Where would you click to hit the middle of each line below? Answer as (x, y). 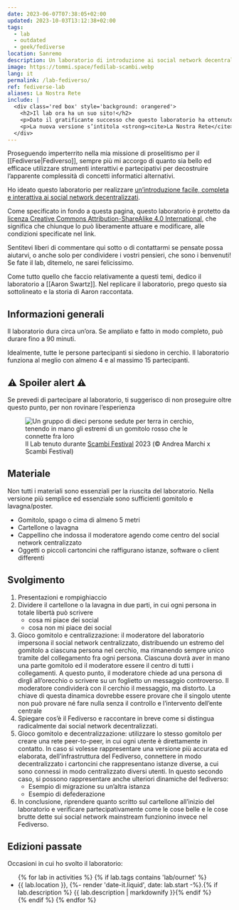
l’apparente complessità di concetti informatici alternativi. (91, 176)
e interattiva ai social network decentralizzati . (74, 197)
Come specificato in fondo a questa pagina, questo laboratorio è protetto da (119, 211)
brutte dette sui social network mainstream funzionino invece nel (112, 817)
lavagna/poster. (30, 506)
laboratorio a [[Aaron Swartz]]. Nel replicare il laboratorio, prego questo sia (117, 284)
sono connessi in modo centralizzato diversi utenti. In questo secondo (120, 771)
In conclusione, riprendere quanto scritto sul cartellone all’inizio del (116, 801)
